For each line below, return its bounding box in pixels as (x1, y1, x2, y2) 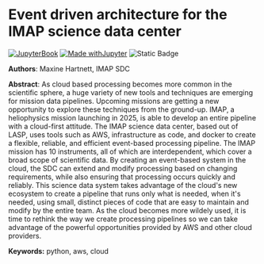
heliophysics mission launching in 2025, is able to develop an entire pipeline (8, 113, 256, 122)
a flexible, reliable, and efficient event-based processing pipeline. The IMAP (8, 138, 256, 147)
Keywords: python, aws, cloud (8, 246, 109, 255)
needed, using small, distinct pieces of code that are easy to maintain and (8, 197, 250, 207)
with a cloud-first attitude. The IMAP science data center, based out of (8, 121, 239, 131)
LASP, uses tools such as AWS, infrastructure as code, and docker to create (8, 129, 256, 140)
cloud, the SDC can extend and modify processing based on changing (8, 163, 238, 173)
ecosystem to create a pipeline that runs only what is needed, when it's (8, 189, 241, 198)
